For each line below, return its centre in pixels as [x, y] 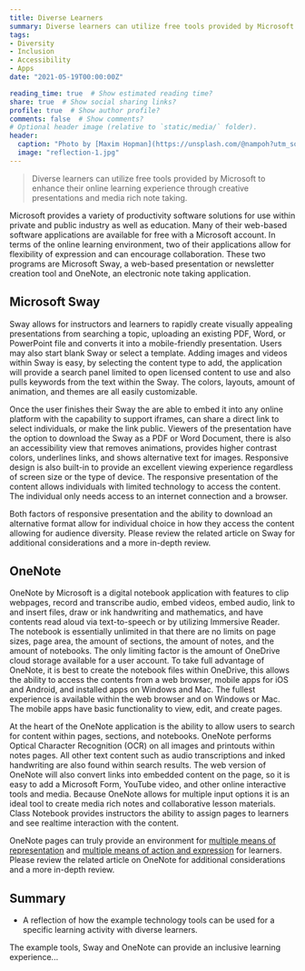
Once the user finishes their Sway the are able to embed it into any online [147, 409]
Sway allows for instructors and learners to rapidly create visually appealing [151, 324]
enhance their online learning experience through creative [140, 188]
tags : [20, 35]
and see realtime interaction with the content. [94, 823]
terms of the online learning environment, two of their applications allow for [150, 244]
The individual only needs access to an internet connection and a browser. [149, 496]
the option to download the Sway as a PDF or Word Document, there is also [150, 438]
